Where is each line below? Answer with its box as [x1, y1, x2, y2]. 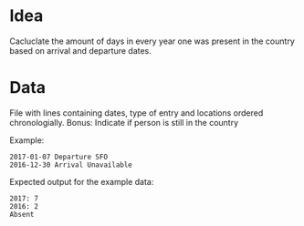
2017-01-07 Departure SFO [9, 152, 108, 161]
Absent [9, 210, 35, 219]
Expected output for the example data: [9, 176, 154, 187]
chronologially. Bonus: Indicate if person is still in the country [9, 117, 239, 128]
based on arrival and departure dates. [9, 45, 152, 56]
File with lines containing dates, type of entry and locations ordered [9, 107, 264, 118]
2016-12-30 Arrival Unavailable [9, 160, 132, 169]
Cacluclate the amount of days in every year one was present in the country [9, 36, 295, 46]
